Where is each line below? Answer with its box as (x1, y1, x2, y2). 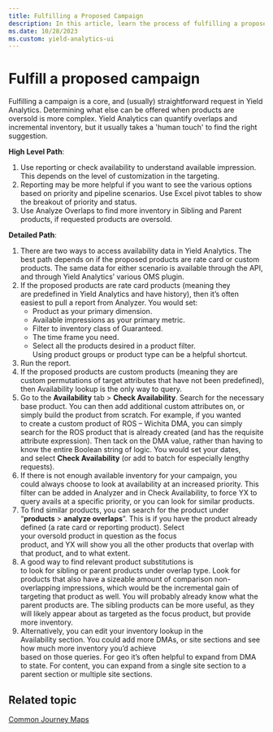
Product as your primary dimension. (32, 307, 153, 316)
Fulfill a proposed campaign (8, 70, 201, 88)
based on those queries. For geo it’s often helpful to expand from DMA (19, 652, 257, 662)
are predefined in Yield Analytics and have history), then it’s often (19, 290, 240, 299)
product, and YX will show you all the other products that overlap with (19, 540, 254, 550)
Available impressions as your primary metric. (32, 315, 185, 325)
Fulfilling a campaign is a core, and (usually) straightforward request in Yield (8, 97, 263, 107)
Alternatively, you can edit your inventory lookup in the (19, 626, 204, 636)
